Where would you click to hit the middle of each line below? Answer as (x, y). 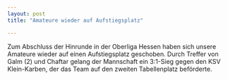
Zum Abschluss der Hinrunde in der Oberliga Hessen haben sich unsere (112, 46)
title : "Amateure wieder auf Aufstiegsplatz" (75, 20)
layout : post (26, 14)
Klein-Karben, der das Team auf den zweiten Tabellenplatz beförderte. (110, 69)
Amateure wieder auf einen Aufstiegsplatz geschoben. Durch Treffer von (113, 54)
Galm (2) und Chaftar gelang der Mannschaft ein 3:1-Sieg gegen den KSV (114, 61)
